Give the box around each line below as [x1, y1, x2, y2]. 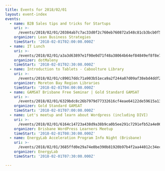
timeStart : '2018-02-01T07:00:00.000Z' [14, 108, 96, 113]
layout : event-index [5, 12, 48, 17]
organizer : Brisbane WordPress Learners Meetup [14, 126, 113, 131]
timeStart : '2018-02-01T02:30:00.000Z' [14, 62, 96, 67]
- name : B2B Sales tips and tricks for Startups [9, 21, 111, 26]
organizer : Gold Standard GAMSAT [14, 103, 82, 108]
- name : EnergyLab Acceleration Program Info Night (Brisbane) [9, 136, 141, 140]
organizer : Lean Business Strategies [14, 35, 91, 40]
